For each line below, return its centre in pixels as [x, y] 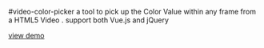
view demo [26, 36]
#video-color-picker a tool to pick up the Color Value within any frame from [132, 12]
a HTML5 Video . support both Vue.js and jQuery [89, 20]
